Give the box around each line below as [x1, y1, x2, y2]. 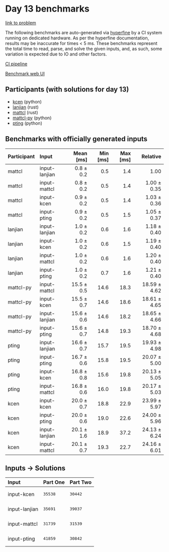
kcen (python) [12, 98, 42, 105]
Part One [43, 479, 65, 486]
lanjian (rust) [12, 104, 39, 110]
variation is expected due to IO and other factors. [5, 51, 107, 57]
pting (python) [12, 120, 43, 126]
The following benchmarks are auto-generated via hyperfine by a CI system [5, 29, 162, 35]
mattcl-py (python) [12, 115, 52, 121]
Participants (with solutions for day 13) [5, 85, 129, 94]
